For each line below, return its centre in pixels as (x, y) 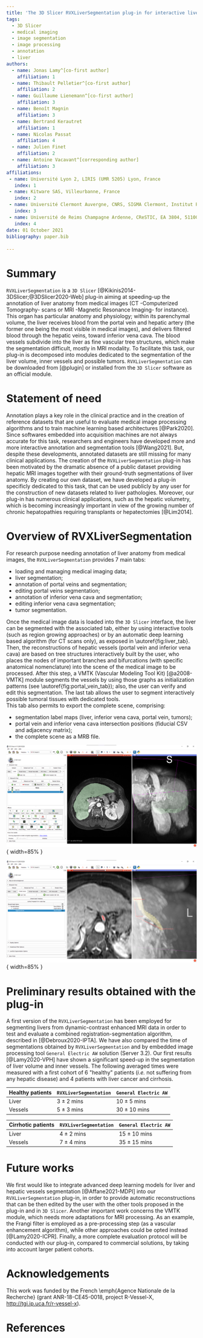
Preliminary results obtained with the (101, 991)
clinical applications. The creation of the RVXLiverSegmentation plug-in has (99, 460)
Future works (40, 1168)
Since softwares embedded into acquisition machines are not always (92, 434)
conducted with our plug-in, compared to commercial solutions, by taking (98, 1243)
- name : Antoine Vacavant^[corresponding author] (75, 160)
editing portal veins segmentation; (57, 590)
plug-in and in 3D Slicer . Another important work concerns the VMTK (93, 1211)
